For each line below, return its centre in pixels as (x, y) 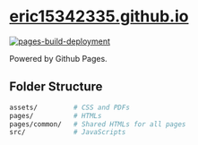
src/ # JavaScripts (68, 132)
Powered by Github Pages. (58, 58)
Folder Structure (56, 87)
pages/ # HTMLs (56, 115)
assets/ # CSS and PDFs (69, 107)
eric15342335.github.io (99, 17)
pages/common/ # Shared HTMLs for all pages (98, 124)
